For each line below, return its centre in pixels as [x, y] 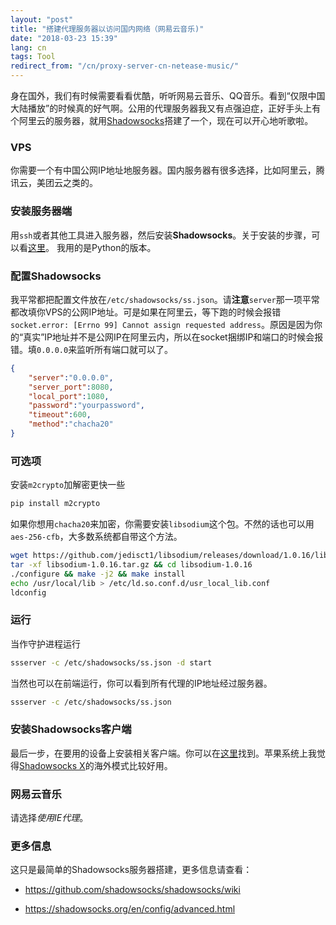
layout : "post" [42, 19]
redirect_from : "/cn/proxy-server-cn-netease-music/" [125, 66]
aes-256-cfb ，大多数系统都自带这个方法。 [96, 537]
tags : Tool [33, 57]
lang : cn [28, 47]
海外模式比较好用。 [133, 765]
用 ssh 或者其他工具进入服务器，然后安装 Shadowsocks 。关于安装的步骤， [161, 235]
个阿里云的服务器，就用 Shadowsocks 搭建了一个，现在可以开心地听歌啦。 [162, 120]
